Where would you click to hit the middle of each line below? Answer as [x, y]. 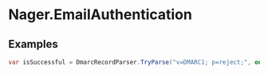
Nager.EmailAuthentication [100, 15]
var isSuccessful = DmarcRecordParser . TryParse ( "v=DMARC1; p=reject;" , [130, 62]
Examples [33, 44]
